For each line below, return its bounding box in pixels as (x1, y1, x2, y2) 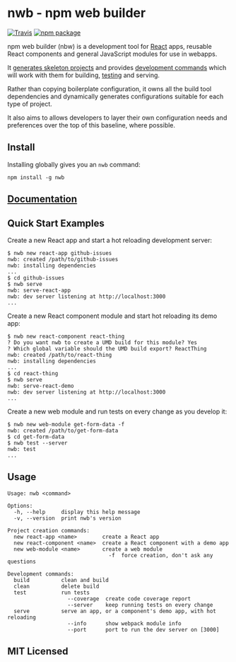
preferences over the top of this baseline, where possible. (7, 120, 175, 129)
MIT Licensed (7, 646, 69, 658)
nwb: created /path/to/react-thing (7, 351, 112, 358)
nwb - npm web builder (7, 5, 146, 21)
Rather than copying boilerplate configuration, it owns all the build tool (7, 84, 212, 93)
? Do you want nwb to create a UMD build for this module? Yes (7, 338, 198, 346)
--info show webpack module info (67, 620, 182, 627)
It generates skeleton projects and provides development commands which (7, 63, 227, 72)
